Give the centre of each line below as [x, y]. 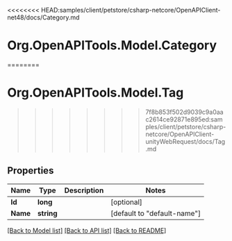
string [47, 213]
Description [84, 190]
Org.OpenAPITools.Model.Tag [96, 93]
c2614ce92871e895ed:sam [184, 119]
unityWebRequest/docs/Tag [185, 141]
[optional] [126, 202]
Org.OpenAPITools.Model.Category [112, 45]
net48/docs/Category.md [43, 17]
